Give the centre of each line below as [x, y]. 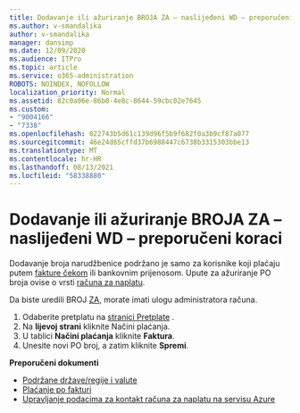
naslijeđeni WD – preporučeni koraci [146, 239]
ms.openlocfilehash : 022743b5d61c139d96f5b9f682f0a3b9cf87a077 [129, 134]
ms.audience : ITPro [46, 59]
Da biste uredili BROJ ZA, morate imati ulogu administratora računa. [133, 299]
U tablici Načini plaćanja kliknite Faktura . [98, 336]
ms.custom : [29, 109]
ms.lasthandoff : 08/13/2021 [62, 167]
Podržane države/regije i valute [79, 380]
